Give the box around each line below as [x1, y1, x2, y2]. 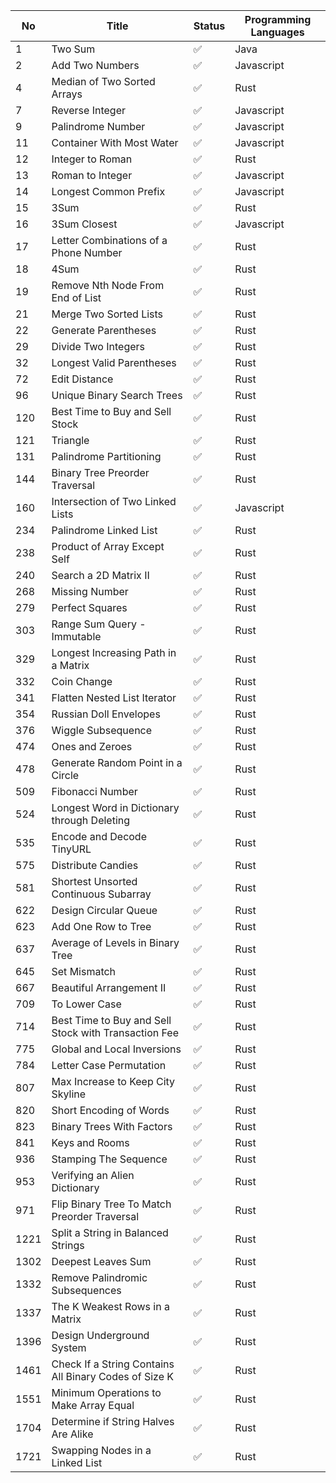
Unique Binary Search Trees [51, 389, 183, 402]
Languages [250, 25, 305, 39]
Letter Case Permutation [51, 1059, 167, 1072]
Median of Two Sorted [51, 75, 156, 88]
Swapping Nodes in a [51, 1444, 152, 1457]
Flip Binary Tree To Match [51, 1197, 172, 1211]
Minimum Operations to [51, 1386, 162, 1399]
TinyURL [51, 842, 92, 856]
